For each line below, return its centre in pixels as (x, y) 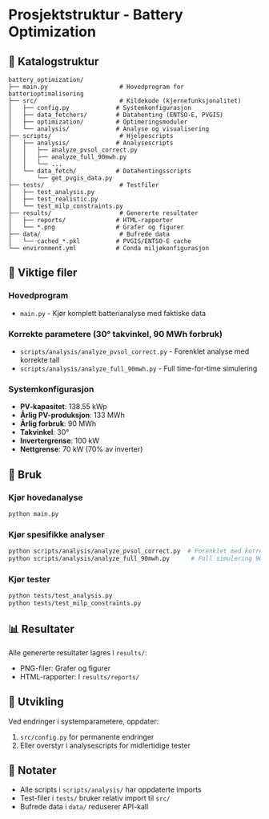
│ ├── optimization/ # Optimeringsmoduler (98, 122)
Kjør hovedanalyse (46, 497)
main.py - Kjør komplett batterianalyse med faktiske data (113, 313)
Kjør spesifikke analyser (57, 534)
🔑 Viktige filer (43, 273)
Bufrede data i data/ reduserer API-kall (84, 807)
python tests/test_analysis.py (60, 596)
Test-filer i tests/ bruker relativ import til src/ (95, 798)
